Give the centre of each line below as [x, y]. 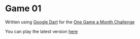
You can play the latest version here [41, 31]
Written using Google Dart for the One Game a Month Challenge [70, 22]
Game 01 [23, 9]
